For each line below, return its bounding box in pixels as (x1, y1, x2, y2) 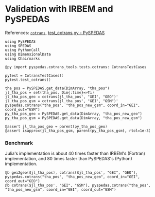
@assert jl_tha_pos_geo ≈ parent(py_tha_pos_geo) (5, 124, 108, 129)
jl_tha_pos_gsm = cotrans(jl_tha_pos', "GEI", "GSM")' (5, 98, 119, 103)
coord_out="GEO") (5, 179, 40, 184)
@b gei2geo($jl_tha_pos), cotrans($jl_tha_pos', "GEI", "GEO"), (5, 170, 138, 175)
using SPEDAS (5, 43, 32, 48)
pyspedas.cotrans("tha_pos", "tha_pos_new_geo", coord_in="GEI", (5, 175, 140, 180)
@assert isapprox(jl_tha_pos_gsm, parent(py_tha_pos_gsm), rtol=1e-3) (5, 128, 151, 133)
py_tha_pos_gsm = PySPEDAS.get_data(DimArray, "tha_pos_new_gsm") (5, 115, 142, 120)
